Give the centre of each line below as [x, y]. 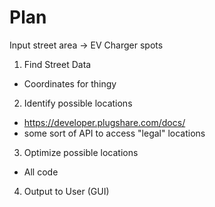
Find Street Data [57, 64]
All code [41, 172]
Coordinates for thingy [70, 83]
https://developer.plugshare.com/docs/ [104, 122]
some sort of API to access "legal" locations [114, 133]
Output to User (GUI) [66, 191]
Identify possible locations [78, 103]
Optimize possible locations [81, 152]
